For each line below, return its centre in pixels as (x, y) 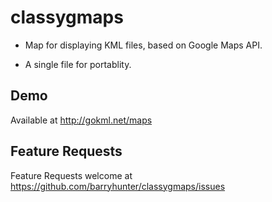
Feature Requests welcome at (71, 175)
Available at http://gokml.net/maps (81, 120)
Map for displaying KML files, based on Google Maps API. (143, 45)
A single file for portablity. (78, 64)
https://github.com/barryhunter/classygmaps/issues (118, 186)
